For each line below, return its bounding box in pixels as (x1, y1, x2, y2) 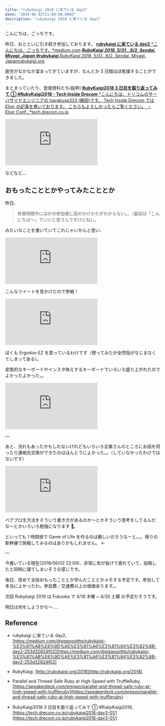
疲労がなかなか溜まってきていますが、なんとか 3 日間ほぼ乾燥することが (5, 68, 152, 74)
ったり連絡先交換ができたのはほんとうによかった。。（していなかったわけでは (5, 450, 161, 456)
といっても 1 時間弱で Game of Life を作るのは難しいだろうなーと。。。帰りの (5, 534, 158, 540)
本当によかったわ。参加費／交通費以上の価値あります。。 (5, 583, 119, 589)
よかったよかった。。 (5, 373, 46, 379)
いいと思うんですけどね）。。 (43, 217, 99, 223)
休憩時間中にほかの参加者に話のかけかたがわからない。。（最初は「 (17, 211, 151, 217)
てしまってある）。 (5, 356, 42, 362)
